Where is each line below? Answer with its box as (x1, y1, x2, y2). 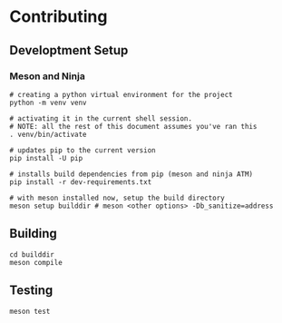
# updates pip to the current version (9, 145, 156, 155)
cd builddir (9, 250, 54, 259)
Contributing (9, 6, 108, 27)
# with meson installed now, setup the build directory (9, 193, 225, 202)
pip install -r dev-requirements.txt (9, 177, 152, 187)
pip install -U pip (9, 153, 83, 162)
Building (9, 226, 57, 241)
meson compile (9, 258, 63, 267)
